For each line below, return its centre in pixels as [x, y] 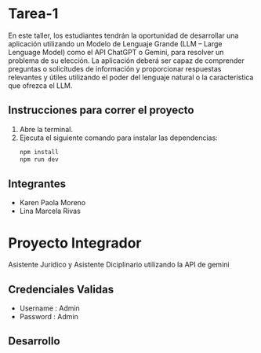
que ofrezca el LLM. [40, 85]
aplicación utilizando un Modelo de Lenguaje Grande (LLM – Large [115, 43]
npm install [39, 152]
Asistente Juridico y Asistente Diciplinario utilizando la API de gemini [119, 265]
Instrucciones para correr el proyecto [101, 110]
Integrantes [37, 184]
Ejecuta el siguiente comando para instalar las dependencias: [118, 138]
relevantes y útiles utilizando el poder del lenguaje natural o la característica [131, 77]
